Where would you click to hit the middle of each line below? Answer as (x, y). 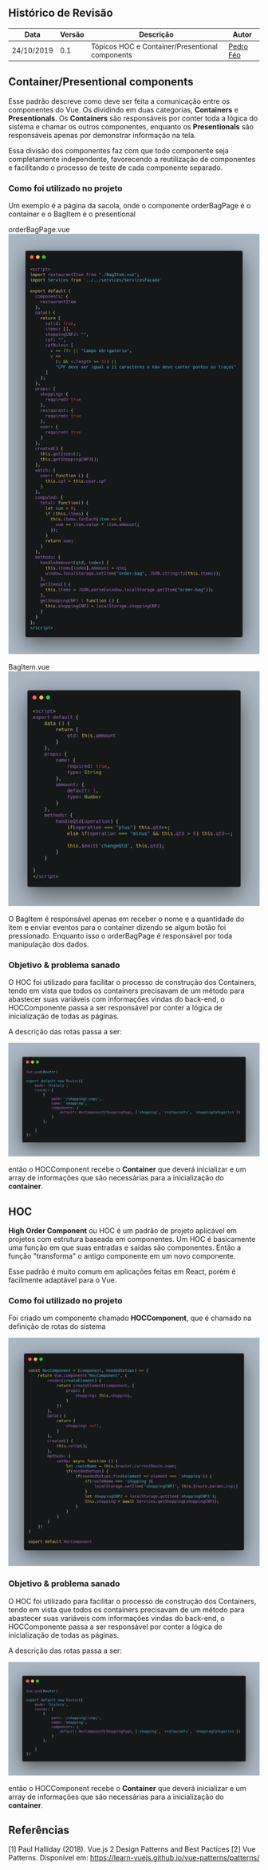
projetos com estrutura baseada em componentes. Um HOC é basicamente (132, 1239)
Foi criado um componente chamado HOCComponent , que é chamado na (130, 1318)
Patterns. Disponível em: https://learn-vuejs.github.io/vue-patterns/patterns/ (134, 1858)
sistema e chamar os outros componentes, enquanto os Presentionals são (131, 126)
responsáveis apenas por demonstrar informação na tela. (102, 135)
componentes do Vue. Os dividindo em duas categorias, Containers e (124, 109)
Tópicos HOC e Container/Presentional (154, 46)
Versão (72, 34)
